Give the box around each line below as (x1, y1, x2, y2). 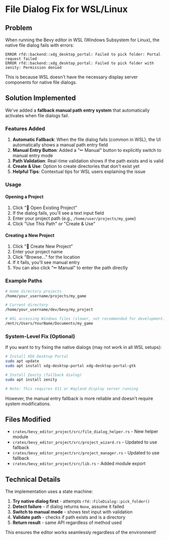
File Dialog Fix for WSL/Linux (5, 4, 128, 15)
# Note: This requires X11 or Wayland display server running (5, 386, 138, 391)
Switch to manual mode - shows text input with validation (12, 509, 133, 515)
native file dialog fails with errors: (5, 42, 74, 48)
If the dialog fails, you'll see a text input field (12, 210, 104, 216)
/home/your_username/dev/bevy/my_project (5, 307, 94, 312)
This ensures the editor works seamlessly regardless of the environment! (5, 529, 156, 535)
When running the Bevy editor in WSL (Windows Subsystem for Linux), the (5, 37, 160, 43)
